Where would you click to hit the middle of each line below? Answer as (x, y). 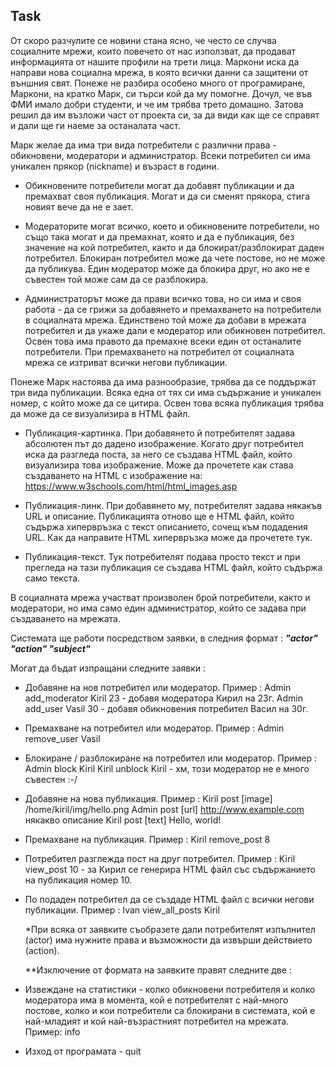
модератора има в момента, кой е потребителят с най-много (156, 1000)
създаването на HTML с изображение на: (113, 475)
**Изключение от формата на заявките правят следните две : (158, 970)
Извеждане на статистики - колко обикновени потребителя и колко (170, 989)
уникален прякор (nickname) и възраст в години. (115, 166)
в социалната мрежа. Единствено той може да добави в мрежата (165, 320)
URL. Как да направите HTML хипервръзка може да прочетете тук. (168, 537)
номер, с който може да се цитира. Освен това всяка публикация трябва (167, 403)
